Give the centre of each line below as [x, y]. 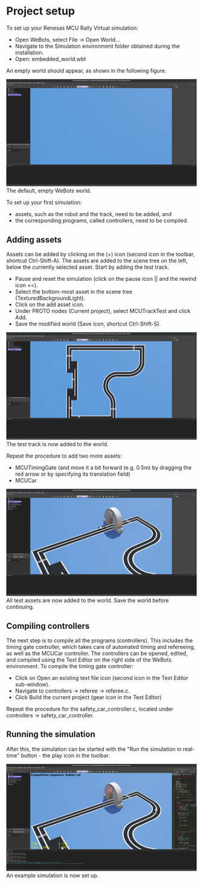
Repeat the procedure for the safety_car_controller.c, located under [90, 709]
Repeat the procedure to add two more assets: [64, 456]
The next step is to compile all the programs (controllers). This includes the [100, 640]
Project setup [41, 11]
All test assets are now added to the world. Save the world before [88, 600]
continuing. [20, 607]
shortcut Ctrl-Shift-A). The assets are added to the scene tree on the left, [97, 261]
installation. [29, 52]
